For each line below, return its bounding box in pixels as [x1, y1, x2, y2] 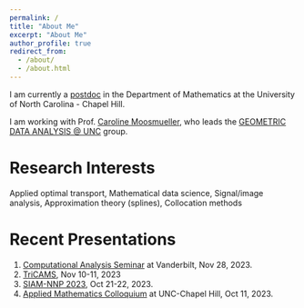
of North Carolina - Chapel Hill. [9, 98, 126, 109]
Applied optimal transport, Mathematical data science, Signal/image [9, 187, 264, 198]
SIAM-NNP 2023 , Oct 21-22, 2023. [22, 278, 154, 289]
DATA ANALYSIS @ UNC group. [9, 125, 128, 136]
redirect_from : [9, 47, 67, 56]
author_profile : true [9, 38, 92, 48]
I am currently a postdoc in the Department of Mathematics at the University [9, 88, 296, 100]
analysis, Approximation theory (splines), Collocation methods [9, 197, 243, 208]
